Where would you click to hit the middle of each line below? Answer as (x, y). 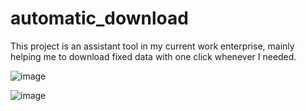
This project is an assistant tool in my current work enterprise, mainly (152, 46)
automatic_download (99, 18)
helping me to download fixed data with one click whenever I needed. (153, 56)
